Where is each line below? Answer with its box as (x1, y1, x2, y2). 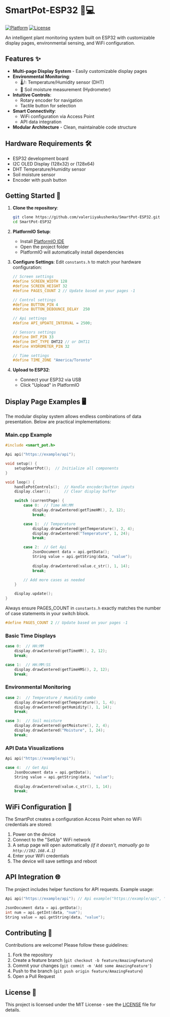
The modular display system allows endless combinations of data (5, 414, 142, 420)
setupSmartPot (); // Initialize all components (14, 466, 119, 471)
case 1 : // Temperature (23, 521, 76, 526)
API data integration (20, 118, 62, 125)
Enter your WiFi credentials (12, 853, 69, 859)
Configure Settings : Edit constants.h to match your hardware (12, 259, 142, 265)
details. (5, 1007, 21, 1013)
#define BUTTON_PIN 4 (12, 302, 58, 307)
